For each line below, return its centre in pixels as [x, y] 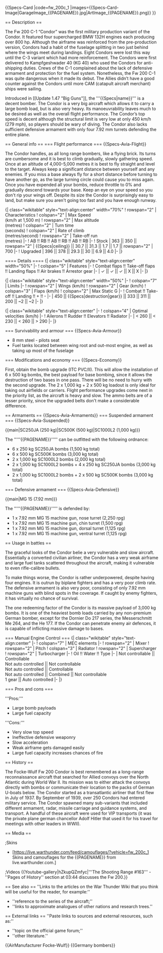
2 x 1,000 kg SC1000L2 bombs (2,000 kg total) [59, 459]
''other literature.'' [30, 936]
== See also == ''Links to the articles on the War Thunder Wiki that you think [82, 887]
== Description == [24, 22]
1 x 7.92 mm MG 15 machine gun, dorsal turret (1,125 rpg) [69, 528]
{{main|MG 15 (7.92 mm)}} [31, 499]
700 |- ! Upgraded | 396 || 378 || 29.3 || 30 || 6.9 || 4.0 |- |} [64, 251]
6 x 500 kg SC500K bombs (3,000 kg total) [55, 454]
